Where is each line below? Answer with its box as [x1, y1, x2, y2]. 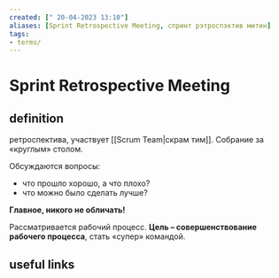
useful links [9, 257, 75, 272]
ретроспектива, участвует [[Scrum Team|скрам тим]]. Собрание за [9, 135, 264, 145]
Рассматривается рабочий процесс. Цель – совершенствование [9, 222, 257, 233]
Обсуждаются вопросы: [9, 161, 101, 172]
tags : [9, 29, 29, 38]
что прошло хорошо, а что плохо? [21, 178, 151, 189]
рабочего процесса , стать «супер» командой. [9, 231, 186, 242]
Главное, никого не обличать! [9, 205, 126, 215]
